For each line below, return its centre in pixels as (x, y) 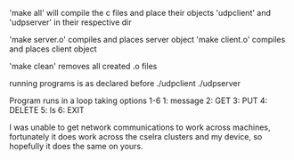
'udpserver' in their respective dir (70, 22)
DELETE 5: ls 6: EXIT (47, 110)
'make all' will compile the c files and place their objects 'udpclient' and (140, 13)
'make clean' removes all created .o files (83, 66)
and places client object (53, 49)
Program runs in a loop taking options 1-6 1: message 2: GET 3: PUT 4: (139, 100)
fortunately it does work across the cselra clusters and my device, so (136, 136)
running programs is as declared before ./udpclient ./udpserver (125, 83)
